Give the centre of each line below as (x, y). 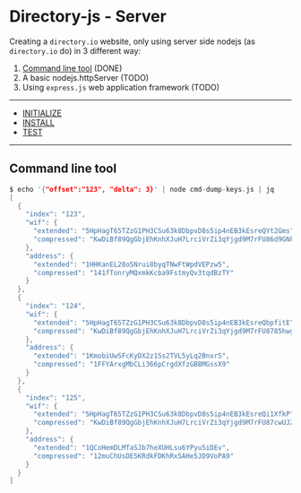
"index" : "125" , (56, 398)
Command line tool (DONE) (72, 68)
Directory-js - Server (88, 17)
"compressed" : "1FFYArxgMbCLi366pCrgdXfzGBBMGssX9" (131, 365)
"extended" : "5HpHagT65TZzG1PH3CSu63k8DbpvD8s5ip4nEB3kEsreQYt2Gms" (163, 231)
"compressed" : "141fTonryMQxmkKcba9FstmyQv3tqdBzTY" (133, 272)
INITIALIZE (42, 113)
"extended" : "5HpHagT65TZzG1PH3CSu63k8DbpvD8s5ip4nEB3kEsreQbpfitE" (163, 323)
